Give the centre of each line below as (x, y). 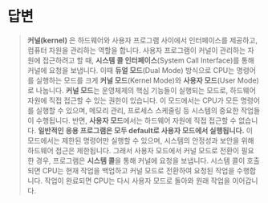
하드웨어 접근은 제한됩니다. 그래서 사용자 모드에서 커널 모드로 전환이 (133, 150)
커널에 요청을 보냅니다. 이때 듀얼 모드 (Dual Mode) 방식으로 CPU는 (131, 70)
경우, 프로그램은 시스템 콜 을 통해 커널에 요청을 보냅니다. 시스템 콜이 (140, 160)
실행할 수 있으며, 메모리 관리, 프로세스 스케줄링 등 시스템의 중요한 (137, 110)
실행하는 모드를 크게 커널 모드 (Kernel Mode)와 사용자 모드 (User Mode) (148, 80)
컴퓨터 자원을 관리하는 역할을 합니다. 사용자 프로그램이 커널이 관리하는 (136, 50)
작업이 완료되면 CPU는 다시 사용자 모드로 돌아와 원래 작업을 (137, 181)
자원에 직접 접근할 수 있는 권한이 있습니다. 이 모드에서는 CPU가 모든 (133, 100)
